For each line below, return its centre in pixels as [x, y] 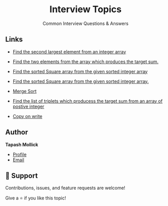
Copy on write [27, 116]
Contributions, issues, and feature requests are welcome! [65, 188]
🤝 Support [22, 176]
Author [17, 133]
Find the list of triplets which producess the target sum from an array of [88, 101]
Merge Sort [24, 91]
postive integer [29, 106]
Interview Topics [86, 9]
